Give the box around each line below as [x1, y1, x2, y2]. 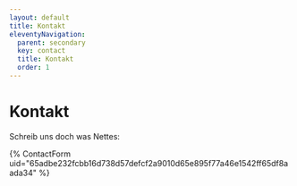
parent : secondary [17, 38, 87, 47]
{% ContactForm [9, 148, 72, 159]
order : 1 [17, 63, 50, 72]
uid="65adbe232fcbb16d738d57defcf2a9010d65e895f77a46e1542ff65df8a [9, 157, 289, 168]
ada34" [9, 167, 38, 178]
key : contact [17, 46, 66, 55]
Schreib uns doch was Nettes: [9, 131, 121, 141]
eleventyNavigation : [9, 30, 87, 38]
